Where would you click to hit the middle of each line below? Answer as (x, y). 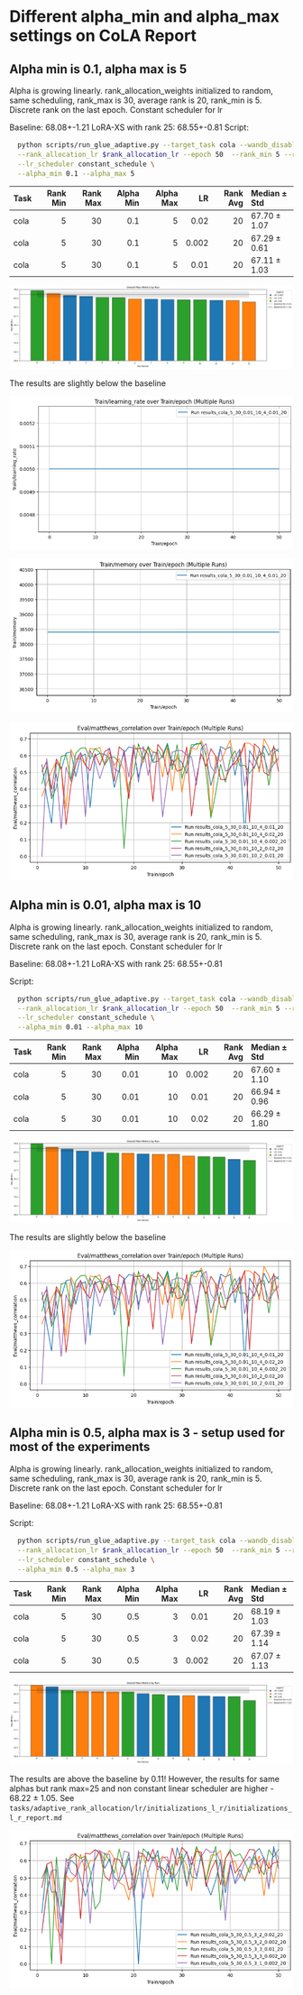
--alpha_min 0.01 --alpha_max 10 (80, 1027)
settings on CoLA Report (103, 36)
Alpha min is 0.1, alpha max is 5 (98, 69)
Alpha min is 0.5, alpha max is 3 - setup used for (147, 1433)
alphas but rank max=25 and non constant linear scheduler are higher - (142, 1788)
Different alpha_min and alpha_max (144, 17)
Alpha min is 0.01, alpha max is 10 (106, 905)
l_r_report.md (36, 1818)
